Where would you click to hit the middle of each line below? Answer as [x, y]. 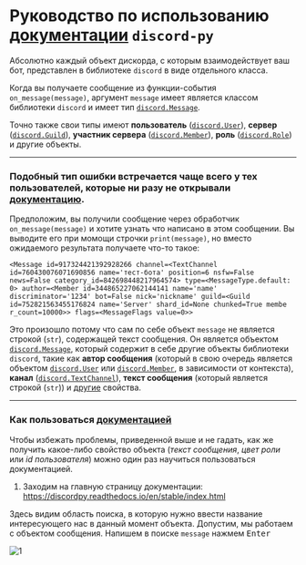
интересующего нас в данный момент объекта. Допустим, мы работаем [151, 523]
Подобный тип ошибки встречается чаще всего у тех [133, 176]
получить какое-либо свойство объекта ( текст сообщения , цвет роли [145, 449]
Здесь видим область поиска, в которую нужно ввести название [136, 514]
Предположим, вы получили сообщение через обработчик [124, 219]
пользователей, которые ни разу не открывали [120, 188]
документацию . [47, 199]
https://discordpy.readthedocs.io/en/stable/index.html [124, 496]
